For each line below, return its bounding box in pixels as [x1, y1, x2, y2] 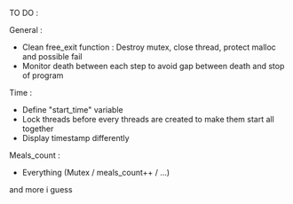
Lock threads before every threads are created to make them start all [21, 114, 275, 124]
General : [9, 25, 43, 35]
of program [21, 70, 64, 81]
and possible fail [21, 51, 83, 61]
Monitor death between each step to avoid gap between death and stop [21, 61, 285, 71]
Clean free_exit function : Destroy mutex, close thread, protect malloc [21, 42, 277, 52]
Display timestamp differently [21, 133, 131, 143]
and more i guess [9, 184, 73, 194]
